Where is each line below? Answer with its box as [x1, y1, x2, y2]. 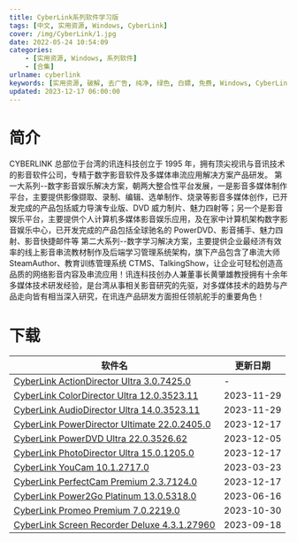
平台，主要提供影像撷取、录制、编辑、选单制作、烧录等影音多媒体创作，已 [9, 192, 280, 202]
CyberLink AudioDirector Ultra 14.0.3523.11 [13, 404, 201, 416]
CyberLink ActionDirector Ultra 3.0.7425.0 [13, 375, 192, 387]
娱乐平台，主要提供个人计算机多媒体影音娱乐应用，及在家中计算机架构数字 [9, 214, 280, 225]
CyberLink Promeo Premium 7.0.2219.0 [13, 505, 180, 517]
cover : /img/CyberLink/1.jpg [9, 29, 117, 38]
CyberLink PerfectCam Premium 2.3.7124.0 [13, 476, 197, 488]
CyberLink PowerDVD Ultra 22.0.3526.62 [13, 432, 188, 445]
